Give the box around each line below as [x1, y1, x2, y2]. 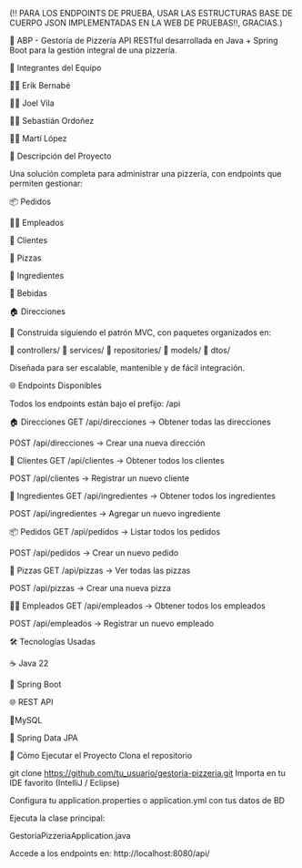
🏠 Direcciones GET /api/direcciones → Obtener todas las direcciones [9, 416, 271, 427]
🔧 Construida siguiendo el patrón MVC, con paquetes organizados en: [9, 327, 271, 338]
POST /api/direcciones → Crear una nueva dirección [9, 437, 206, 448]
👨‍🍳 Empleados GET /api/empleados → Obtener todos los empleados [9, 600, 266, 611]
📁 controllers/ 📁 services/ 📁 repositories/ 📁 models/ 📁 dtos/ [9, 345, 231, 355]
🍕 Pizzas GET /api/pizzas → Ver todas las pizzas [9, 565, 191, 576]
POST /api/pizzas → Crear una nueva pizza [9, 583, 171, 593]
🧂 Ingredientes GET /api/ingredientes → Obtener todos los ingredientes [9, 491, 276, 501]
